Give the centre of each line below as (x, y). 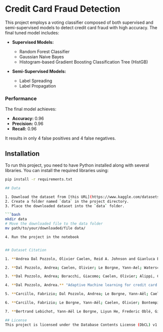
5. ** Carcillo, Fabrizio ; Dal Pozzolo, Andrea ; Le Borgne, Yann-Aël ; (77, 294)
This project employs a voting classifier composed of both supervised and (79, 22)
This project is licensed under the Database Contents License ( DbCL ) (78, 325)
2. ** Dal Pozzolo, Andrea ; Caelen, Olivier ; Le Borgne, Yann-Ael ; (73, 268)
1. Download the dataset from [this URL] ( (49, 197)
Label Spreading (36, 81)
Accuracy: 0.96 (28, 119)
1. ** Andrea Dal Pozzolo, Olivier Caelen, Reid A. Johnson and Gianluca (80, 259)
